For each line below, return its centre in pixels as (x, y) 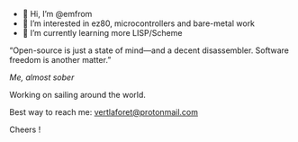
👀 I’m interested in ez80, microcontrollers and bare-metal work (138, 23)
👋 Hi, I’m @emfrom (57, 14)
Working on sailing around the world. (78, 95)
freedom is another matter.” (60, 60)
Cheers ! (25, 129)
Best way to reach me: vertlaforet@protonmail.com (104, 112)
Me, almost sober (42, 77)
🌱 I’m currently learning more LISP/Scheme (102, 33)
